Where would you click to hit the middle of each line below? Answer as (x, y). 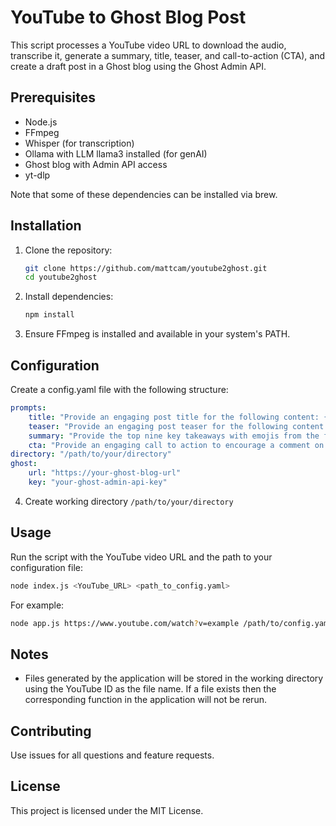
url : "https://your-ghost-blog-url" (105, 473)
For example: (37, 605)
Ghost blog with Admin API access (96, 164)
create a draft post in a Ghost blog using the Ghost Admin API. (138, 66)
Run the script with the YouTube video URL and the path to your (141, 557)
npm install (49, 315)
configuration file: (46, 567)
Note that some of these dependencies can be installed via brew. (144, 194)
